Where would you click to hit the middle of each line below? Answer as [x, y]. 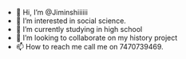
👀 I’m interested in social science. [71, 21]
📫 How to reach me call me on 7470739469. [89, 47]
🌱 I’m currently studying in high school [79, 29]
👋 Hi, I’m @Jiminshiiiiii [51, 12]
